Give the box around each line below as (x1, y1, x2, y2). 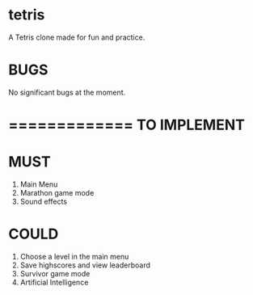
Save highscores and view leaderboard (19, 260, 151, 270)
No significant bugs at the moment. (8, 87, 126, 97)
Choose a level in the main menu (19, 251, 129, 261)
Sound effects (19, 196, 67, 206)
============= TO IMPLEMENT (8, 116, 245, 134)
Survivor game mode (19, 268, 91, 278)
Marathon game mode (19, 188, 95, 197)
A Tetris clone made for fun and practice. (8, 32, 145, 42)
